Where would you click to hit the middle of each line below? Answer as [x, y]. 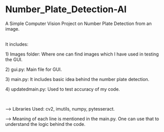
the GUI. [14, 59]
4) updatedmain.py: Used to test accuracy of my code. [63, 89]
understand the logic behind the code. [45, 124]
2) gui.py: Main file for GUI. [34, 69]
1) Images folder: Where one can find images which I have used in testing [82, 54]
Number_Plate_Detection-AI [66, 9]
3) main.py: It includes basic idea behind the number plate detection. [77, 79]
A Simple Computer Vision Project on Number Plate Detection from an [78, 23]
